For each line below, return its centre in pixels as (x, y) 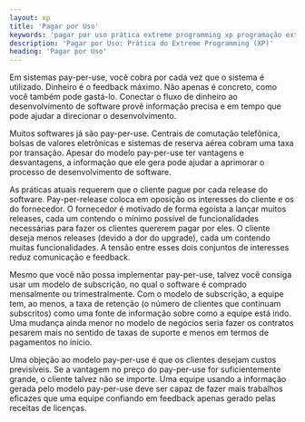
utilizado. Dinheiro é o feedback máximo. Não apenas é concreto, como (143, 87)
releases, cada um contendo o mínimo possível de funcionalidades (134, 219)
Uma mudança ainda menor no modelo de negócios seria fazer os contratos (152, 323)
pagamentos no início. (51, 342)
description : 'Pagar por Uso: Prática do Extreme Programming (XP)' (142, 43)
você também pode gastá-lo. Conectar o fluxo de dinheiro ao (123, 97)
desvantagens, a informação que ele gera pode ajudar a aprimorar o (137, 162)
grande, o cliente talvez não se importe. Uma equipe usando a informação (148, 379)
